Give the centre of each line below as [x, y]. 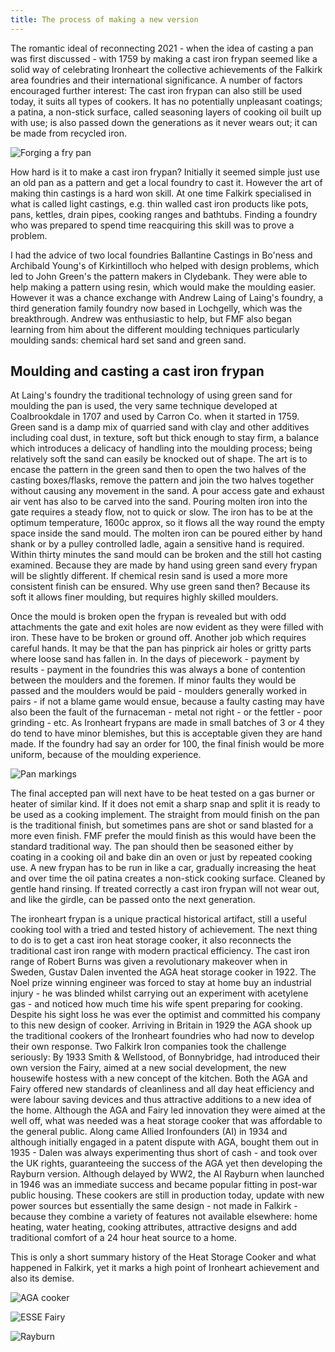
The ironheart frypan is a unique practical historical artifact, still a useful [158, 919]
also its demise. [42, 1278]
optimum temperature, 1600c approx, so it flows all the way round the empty [167, 523]
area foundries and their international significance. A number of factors [156, 80]
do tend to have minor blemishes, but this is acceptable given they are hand [166, 733]
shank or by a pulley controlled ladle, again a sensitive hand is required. [157, 544]
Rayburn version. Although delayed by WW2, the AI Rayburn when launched [167, 1174]
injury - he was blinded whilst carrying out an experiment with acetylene [159, 993]
